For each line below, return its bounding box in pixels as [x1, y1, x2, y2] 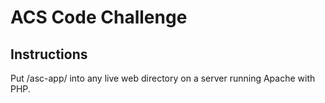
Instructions [10, 46, 88, 63]
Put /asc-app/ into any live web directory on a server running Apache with [10, 72, 316, 84]
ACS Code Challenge [10, 6, 188, 29]
